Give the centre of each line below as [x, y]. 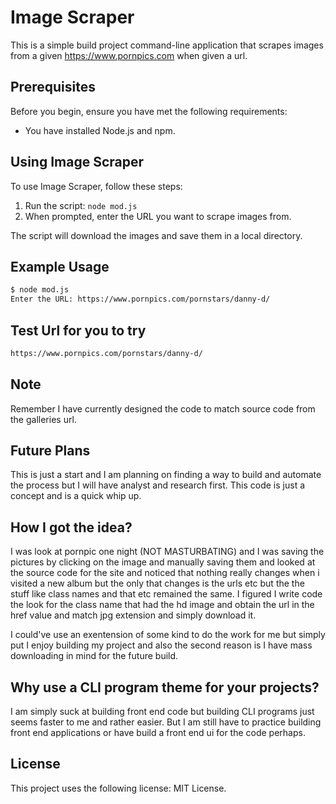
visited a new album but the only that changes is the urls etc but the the [157, 583]
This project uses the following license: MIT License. [118, 788]
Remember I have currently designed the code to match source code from [163, 408]
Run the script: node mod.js [81, 205]
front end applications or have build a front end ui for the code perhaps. [158, 733]
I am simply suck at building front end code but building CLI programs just [162, 712]
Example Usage [60, 266]
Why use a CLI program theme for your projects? [165, 687]
